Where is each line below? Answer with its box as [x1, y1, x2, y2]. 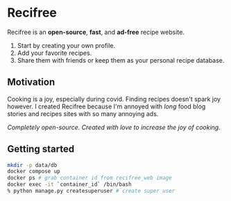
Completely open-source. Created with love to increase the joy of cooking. [7, 123, 221, 131]
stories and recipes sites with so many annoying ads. [7, 109, 159, 118]
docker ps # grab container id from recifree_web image [7, 175, 172, 182]
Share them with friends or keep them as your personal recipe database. [17, 56, 225, 64]
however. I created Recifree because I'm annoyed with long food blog [7, 102, 206, 111]
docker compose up [7, 168, 60, 175]
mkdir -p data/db [7, 161, 58, 168]
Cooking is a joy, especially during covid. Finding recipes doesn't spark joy [7, 95, 221, 103]
